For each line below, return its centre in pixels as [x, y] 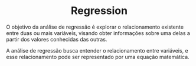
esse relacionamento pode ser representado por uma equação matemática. [98, 57]
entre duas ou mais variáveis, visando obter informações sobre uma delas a [98, 33]
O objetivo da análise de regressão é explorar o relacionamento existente [95, 27]
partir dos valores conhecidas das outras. [57, 39]
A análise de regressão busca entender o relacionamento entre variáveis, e [97, 50]
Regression [99, 11]
